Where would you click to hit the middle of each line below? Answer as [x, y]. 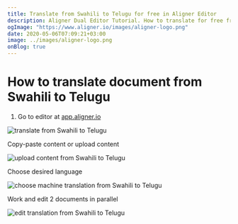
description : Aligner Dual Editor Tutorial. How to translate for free [115, 21]
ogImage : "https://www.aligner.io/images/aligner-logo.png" [98, 27]
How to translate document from [105, 82]
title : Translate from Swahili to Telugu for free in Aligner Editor [112, 14]
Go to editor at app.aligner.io [59, 116]
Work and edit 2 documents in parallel [63, 198]
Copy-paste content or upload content [63, 144]
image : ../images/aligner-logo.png [60, 40]
